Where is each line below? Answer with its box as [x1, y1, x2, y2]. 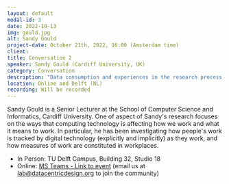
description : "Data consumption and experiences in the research [7, 73, 197, 81]
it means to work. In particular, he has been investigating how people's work [7, 127, 223, 135]
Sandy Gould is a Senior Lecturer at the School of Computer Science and [7, 105, 214, 114]
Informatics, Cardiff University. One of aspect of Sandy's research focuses [7, 112, 218, 120]
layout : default [7, 10, 53, 17]
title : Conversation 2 [7, 55, 72, 62]
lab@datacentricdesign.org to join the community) [16, 169, 160, 178]
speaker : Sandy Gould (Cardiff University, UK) [7, 61, 146, 68]
